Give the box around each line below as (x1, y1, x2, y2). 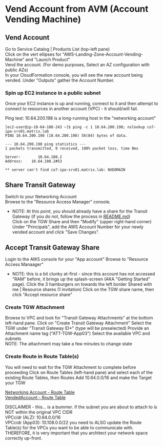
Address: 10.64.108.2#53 (5, 159, 62, 164)
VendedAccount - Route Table (5, 394, 66, 400)
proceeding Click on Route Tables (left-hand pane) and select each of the (5, 369, 153, 375)
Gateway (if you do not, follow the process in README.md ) (12, 213, 131, 219)
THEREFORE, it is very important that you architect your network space (5, 430, 148, 436)
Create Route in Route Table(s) (5, 353, 79, 360)
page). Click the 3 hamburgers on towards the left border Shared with (12, 281, 152, 287)
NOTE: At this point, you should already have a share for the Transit (12, 209, 148, 214)
